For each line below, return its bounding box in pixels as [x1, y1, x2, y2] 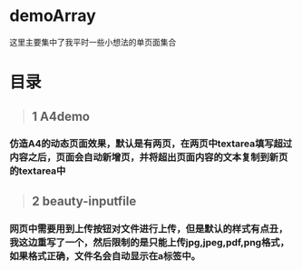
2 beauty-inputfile [31, 193, 137, 209]
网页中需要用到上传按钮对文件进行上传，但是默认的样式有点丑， [9, 222, 288, 235]
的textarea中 [9, 165, 66, 177]
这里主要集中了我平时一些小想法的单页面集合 [9, 36, 177, 47]
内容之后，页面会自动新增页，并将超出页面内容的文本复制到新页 [9, 151, 288, 164]
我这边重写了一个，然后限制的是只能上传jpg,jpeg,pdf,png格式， [9, 235, 290, 248]
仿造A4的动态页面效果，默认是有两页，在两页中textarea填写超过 [9, 137, 293, 150]
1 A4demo [31, 108, 91, 124]
